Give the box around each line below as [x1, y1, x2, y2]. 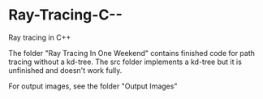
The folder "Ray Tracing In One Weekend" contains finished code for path [8, 48, 256, 58]
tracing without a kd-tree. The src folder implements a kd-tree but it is [8, 57, 242, 67]
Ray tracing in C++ [8, 32, 71, 42]
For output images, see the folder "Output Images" [8, 81, 178, 91]
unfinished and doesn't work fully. [8, 65, 123, 75]
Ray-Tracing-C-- [8, 6, 123, 24]
